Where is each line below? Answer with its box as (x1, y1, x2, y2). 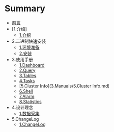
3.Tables (19, 72, 36, 79)
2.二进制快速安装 (11, 38, 46, 44)
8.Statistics (19, 99, 42, 105)
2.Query (19, 67, 36, 73)
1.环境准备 (19, 44, 40, 50)
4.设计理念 (11, 104, 33, 110)
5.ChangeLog (11, 116, 39, 122)
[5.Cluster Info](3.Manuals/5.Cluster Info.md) (19, 83, 110, 89)
